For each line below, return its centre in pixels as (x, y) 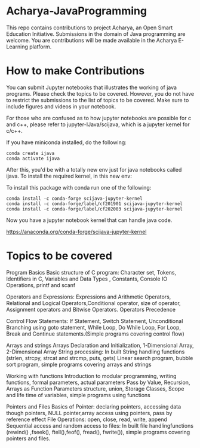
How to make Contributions (76, 71)
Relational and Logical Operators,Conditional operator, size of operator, (93, 303)
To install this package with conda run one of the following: (79, 187)
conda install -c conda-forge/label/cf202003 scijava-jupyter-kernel (95, 209)
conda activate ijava (33, 159)
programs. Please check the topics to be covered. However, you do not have (100, 93)
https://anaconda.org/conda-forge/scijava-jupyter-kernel (76, 231)
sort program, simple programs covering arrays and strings (79, 364)
